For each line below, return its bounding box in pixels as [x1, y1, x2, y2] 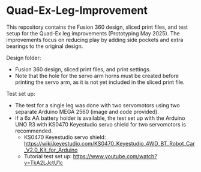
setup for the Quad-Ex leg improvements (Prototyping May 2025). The [6, 29, 180, 37]
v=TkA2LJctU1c [23, 159, 64, 166]
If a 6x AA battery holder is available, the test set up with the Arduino [14, 114, 185, 122]
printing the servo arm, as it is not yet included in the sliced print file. [14, 79, 185, 86]
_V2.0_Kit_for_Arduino [23, 146, 78, 153]
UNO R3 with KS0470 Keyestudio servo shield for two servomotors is [14, 120, 186, 128]
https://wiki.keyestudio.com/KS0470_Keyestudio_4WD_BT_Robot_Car [23, 140, 195, 147]
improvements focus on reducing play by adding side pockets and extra [6, 36, 184, 43]
